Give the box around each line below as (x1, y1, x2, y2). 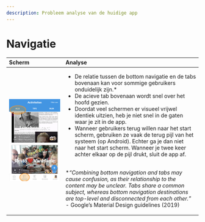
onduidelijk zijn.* (74, 86, 118, 93)
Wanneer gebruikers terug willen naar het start (74, 125, 192, 132)
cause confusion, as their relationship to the (65, 176, 176, 183)
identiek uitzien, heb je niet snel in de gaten (74, 112, 183, 119)
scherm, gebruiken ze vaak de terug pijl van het (74, 131, 194, 138)
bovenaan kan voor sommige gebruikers (74, 79, 176, 87)
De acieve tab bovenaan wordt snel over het (74, 92, 185, 100)
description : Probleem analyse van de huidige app (6, 10, 138, 16)
